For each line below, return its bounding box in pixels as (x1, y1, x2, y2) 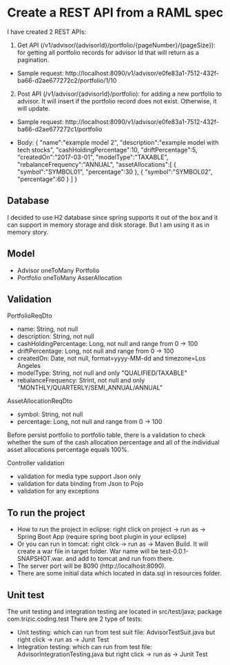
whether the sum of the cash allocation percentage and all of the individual (7, 438, 220, 447)
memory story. (7, 227, 49, 236)
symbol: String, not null (17, 410, 83, 418)
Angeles (17, 362, 41, 370)
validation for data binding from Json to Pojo (17, 480, 144, 488)
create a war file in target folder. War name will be (17, 547, 158, 555)
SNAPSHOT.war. (17, 555, 64, 563)
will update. (17, 104, 50, 112)
